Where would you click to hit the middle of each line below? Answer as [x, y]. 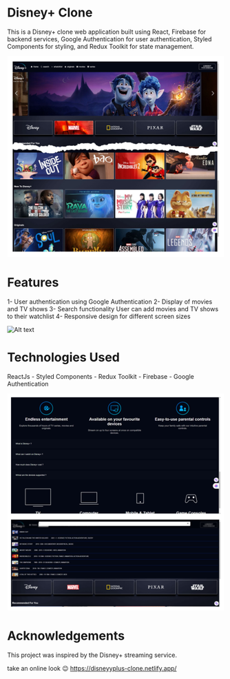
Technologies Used [64, 358]
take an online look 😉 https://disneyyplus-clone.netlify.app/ [92, 668]
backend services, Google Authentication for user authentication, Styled [109, 39]
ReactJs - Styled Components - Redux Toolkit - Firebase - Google [101, 376]
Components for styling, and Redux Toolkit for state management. [101, 46]
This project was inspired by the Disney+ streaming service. [92, 655]
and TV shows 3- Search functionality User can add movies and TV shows [113, 309]
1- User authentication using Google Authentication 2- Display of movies [110, 302]
